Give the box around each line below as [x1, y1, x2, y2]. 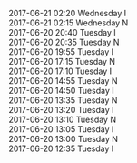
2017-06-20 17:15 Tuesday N [8, 56, 115, 66]
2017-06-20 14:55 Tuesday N [8, 76, 118, 86]
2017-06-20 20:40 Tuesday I [8, 27, 117, 37]
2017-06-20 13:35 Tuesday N [8, 95, 118, 106]
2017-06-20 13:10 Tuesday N [8, 114, 117, 125]
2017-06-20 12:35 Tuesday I [8, 143, 114, 154]
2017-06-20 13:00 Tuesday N [8, 134, 119, 144]
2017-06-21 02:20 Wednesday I [8, 8, 127, 18]
